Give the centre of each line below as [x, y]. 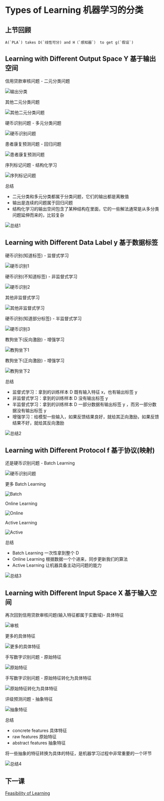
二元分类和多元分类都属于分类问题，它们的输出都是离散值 [70, 196]
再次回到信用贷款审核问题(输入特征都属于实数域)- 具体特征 [65, 615]
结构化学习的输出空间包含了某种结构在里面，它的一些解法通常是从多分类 [85, 209]
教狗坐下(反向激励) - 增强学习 [35, 339]
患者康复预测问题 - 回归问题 [33, 144]
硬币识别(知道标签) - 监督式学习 [37, 255]
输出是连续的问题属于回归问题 [42, 203]
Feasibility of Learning [28, 793]
